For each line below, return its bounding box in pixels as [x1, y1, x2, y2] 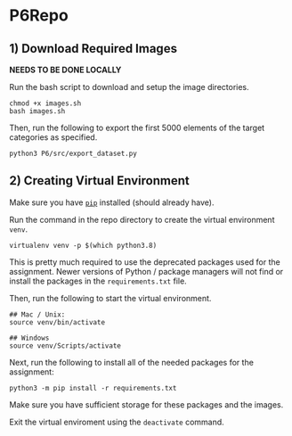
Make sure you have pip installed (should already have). [9, 197, 215, 208]
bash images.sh [9, 107, 66, 116]
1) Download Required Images [9, 41, 178, 56]
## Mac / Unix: [9, 309, 66, 319]
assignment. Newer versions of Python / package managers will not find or [9, 266, 284, 276]
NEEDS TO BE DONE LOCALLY [9, 64, 122, 75]
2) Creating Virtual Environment [9, 173, 190, 188]
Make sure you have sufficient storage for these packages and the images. [9, 399, 284, 410]
